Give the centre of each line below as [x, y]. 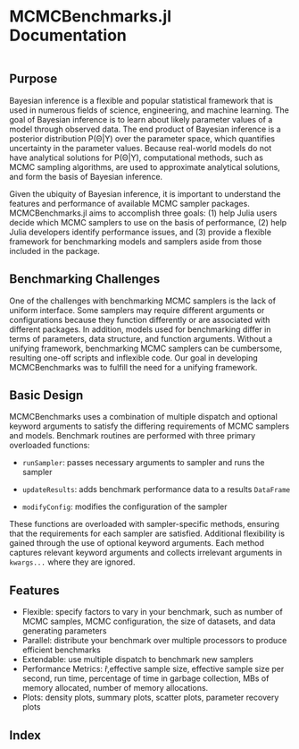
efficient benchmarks [61, 650]
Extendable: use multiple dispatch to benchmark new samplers [138, 660]
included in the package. [55, 251]
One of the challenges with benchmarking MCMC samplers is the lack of [143, 301]
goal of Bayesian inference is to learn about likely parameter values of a [141, 119]
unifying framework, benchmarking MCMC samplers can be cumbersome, [146, 348]
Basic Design [46, 395]
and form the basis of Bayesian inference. [86, 176]
